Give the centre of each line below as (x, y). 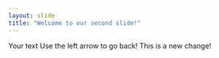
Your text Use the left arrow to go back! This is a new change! (110, 45)
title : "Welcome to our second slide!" (75, 23)
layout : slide (32, 15)
